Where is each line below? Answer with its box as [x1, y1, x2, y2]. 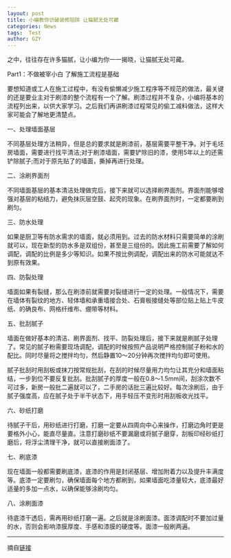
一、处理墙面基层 [7, 125, 56, 133]
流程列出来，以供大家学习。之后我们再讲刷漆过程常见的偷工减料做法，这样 [7, 102, 218, 110]
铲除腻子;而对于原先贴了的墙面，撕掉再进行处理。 [7, 157, 148, 165]
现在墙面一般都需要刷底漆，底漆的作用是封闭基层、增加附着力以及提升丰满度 [7, 467, 224, 475]
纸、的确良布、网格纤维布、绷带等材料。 [7, 305, 122, 313]
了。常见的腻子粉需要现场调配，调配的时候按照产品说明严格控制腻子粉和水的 [7, 343, 224, 351]
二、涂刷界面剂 [7, 171, 49, 180]
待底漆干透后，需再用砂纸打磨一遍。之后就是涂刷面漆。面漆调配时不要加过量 [7, 514, 224, 522]
